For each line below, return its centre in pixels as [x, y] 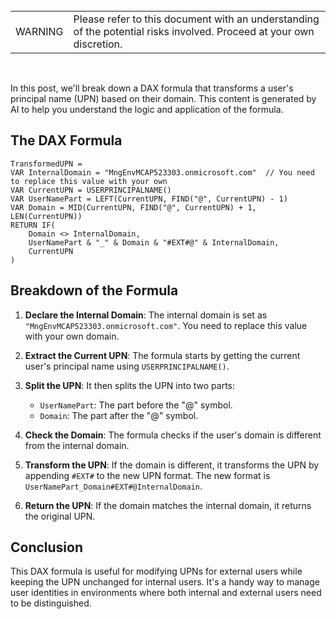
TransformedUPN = [46, 164]
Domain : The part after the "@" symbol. [119, 415]
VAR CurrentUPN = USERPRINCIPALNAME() [91, 190]
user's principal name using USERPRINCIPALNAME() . [127, 366]
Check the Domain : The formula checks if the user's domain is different [173, 435]
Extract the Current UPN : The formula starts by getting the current [162, 355]
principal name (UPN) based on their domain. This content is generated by [163, 98]
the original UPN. [60, 516]
